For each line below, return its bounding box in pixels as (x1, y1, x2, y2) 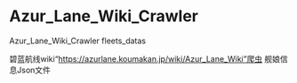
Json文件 (16, 64, 52, 75)
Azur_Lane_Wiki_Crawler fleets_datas (9, 35, 147, 46)
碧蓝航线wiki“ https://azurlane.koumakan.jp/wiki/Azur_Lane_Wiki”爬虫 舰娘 (9, 53, 281, 64)
